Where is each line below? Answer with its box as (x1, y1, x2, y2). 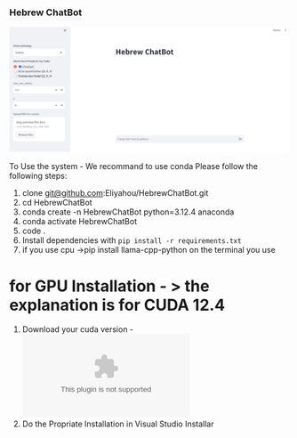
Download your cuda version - (21, 324, 134, 335)
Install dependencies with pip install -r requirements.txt (21, 235, 242, 246)
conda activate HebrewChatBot (21, 216, 138, 227)
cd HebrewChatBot (21, 198, 92, 208)
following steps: (9, 171, 68, 182)
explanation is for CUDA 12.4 (9, 295, 226, 315)
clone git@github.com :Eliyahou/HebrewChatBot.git (21, 188, 209, 199)
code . (21, 225, 46, 237)
